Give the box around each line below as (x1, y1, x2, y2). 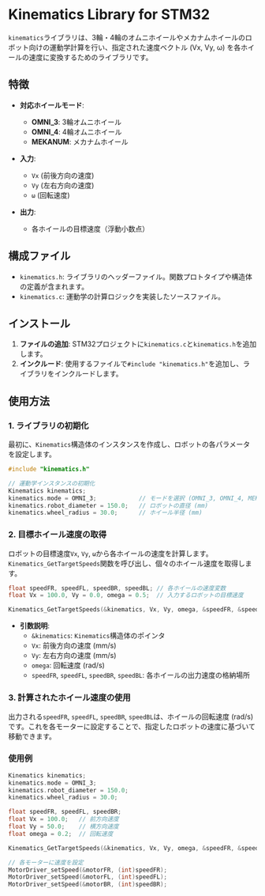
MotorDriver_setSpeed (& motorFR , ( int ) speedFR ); (8, 866, 168, 874)
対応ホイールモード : (19, 100, 84, 110)
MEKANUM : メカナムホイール (31, 137, 129, 146)
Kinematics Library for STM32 (8, 6, 211, 24)
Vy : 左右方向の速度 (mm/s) (31, 651, 117, 660)
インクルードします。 (54, 369, 123, 379)
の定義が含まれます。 (19, 282, 89, 291)
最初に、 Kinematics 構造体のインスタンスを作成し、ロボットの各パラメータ (8, 440, 251, 449)
